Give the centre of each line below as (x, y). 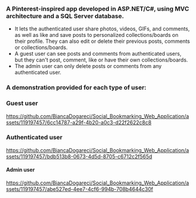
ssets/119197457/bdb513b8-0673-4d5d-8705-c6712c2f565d (79, 156)
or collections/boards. (41, 47)
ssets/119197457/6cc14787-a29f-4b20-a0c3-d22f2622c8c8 (79, 122)
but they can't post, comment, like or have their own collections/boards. (101, 60)
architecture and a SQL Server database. (65, 16)
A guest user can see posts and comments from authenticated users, (98, 54)
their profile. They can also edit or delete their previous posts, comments (102, 41)
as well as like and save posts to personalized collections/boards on (96, 35)
